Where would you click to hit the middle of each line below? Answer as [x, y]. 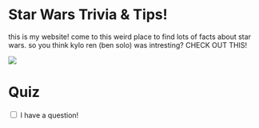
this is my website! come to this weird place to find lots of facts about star [130, 37]
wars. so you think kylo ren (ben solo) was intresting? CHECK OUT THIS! [128, 45]
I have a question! [49, 115]
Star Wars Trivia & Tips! [88, 15]
